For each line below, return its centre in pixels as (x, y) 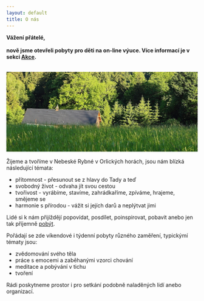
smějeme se (30, 199)
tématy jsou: (22, 242)
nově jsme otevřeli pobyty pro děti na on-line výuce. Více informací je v (98, 50)
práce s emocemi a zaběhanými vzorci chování (74, 260)
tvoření (24, 273)
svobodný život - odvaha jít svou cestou (65, 186)
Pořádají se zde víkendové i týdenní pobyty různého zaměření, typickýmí (97, 235)
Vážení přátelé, (26, 37)
